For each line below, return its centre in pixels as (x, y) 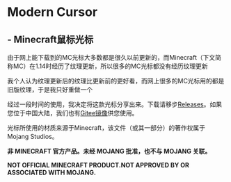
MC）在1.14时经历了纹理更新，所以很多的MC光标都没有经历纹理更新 (111, 66)
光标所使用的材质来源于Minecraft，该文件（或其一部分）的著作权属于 (106, 128)
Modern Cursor (53, 12)
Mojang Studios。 (33, 136)
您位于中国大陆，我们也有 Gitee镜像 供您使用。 (73, 113)
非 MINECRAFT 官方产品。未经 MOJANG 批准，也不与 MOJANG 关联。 (109, 151)
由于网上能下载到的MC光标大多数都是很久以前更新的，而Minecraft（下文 (111, 57)
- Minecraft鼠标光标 (50, 39)
